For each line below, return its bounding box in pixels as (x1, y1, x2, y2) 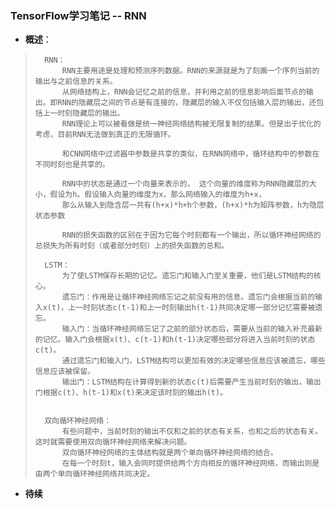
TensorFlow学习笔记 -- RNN (10, 8, 147, 22)
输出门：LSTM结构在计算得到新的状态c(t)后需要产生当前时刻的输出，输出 (61, 377, 322, 387)
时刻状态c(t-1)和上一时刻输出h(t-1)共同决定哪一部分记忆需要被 (82, 303, 316, 313)
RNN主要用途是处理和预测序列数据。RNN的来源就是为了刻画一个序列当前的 (61, 66, 320, 76)
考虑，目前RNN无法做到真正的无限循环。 (34, 130, 176, 140)
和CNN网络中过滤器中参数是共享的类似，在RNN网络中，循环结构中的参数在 (61, 149, 320, 159)
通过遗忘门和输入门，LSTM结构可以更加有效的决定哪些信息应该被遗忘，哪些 (61, 356, 326, 366)
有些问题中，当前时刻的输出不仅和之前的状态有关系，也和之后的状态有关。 (61, 427, 323, 437)
